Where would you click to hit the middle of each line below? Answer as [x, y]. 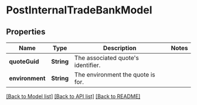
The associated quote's [106, 58]
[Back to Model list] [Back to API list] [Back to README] [73, 96]
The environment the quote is [115, 75]
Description [120, 48]
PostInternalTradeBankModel [79, 10]
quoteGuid [24, 62]
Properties [26, 32]
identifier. [87, 65]
